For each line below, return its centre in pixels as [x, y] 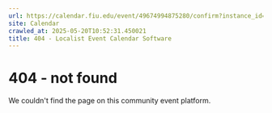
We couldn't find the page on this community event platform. [110, 101]
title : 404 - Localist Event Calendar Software [90, 38]
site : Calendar [34, 23]
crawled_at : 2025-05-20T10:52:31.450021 [78, 31]
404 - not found [63, 78]
